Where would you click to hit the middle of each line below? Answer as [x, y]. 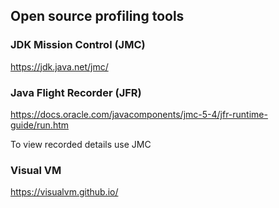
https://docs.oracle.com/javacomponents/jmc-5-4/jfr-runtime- [139, 114]
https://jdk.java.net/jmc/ [59, 66]
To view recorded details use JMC [81, 144]
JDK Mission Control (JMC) [78, 45]
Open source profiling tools [97, 16]
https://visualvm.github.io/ [64, 192]
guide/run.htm [40, 125]
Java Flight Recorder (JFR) [76, 92]
